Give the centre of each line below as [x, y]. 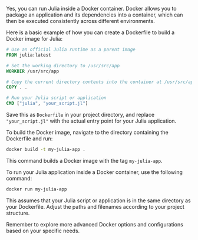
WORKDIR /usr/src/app [33, 71]
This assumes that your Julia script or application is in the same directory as [98, 200]
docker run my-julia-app [37, 189]
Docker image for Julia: [34, 39]
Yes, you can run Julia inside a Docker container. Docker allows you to [91, 9]
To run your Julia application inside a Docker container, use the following [94, 172]
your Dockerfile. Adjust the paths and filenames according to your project [95, 206]
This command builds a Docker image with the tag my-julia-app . [84, 160]
